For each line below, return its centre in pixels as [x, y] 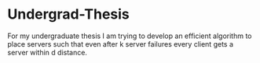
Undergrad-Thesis [69, 14]
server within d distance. [48, 52]
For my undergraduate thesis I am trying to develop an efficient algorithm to [130, 36]
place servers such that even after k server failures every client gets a [120, 44]
